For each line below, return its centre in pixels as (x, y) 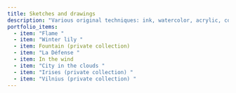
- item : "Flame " (39, 33)
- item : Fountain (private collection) (72, 46)
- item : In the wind (44, 59)
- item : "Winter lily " (48, 40)
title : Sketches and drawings (52, 14)
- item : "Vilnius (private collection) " (75, 79)
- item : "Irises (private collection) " (73, 72)
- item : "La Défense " (47, 53)
